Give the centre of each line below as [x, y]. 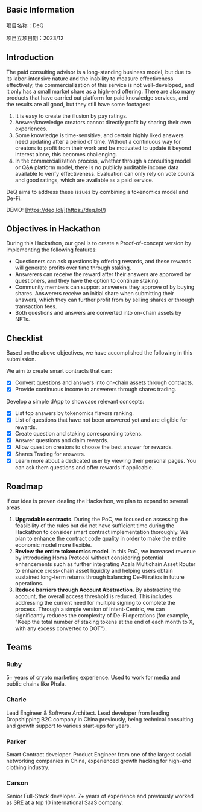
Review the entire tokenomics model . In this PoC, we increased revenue [105, 551]
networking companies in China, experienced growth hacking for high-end [99, 761]
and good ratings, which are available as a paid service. [84, 180]
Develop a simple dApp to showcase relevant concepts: [75, 402]
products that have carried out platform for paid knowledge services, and [97, 98]
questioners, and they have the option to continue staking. [87, 281]
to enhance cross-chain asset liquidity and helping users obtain [94, 570]
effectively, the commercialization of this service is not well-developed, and [100, 85]
